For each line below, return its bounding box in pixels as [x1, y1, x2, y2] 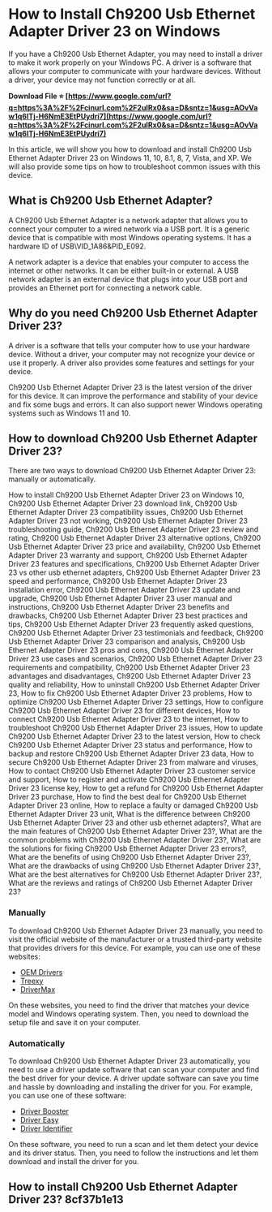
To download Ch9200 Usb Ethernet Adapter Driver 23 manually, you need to [8, 925, 263, 935]
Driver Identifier [19, 1124, 73, 1133]
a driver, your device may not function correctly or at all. [8, 75, 196, 84]
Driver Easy [19, 1115, 59, 1124]
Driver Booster [19, 1106, 69, 1116]
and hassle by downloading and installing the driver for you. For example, [8, 1081, 253, 1092]
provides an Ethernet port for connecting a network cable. [8, 283, 202, 292]
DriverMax [19, 984, 56, 994]
